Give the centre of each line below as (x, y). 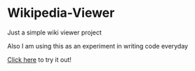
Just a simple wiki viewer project (54, 32)
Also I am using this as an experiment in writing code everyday (97, 46)
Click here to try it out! (40, 59)
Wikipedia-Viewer (61, 13)
